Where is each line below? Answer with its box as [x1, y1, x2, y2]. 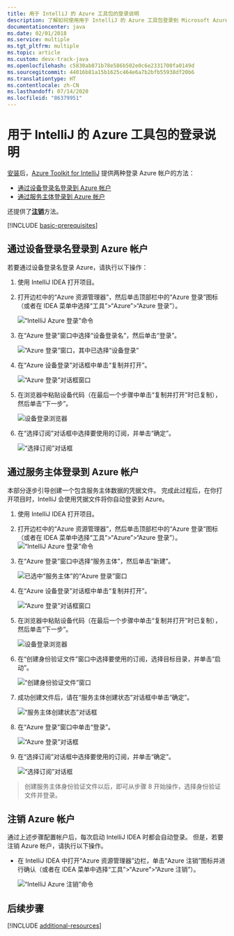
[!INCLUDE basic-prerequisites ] [7, 221, 98, 229]
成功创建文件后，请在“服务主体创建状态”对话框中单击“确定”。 [17, 693, 194, 701]
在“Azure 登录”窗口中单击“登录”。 [17, 722, 115, 731]
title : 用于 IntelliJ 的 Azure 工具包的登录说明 [7, 10, 139, 17]
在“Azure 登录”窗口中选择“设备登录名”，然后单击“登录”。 [17, 331, 181, 339]
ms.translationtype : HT [7, 75, 77, 82]
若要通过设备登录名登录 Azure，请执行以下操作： [7, 263, 148, 271]
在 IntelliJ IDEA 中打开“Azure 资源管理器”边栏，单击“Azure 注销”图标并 [17, 856, 219, 865]
